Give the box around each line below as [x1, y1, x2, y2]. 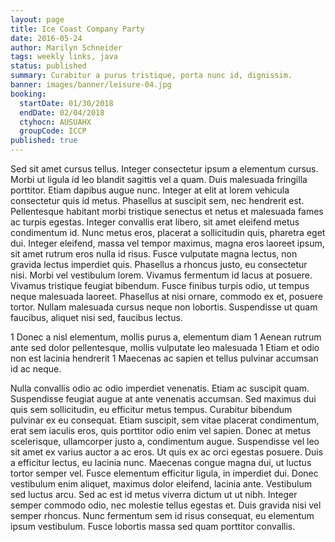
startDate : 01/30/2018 [19, 98, 114, 108]
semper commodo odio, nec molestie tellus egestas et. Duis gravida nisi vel [10, 499, 322, 511]
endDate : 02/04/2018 [19, 107, 105, 118]
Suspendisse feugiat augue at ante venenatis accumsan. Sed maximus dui [10, 393, 317, 405]
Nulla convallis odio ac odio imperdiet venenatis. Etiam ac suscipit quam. [10, 382, 310, 394]
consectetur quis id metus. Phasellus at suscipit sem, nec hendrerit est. [10, 195, 305, 206]
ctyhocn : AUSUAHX [19, 117, 92, 127]
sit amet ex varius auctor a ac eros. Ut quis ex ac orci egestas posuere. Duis [10, 446, 324, 458]
